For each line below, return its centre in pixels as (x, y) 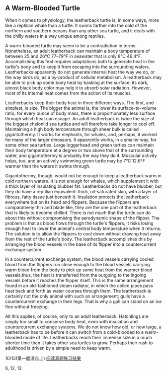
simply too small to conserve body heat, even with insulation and (72, 321)
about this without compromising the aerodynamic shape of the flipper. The (83, 218)
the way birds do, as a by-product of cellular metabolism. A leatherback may (83, 77)
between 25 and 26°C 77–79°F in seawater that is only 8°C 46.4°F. (74, 56)
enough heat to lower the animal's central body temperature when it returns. (83, 228)
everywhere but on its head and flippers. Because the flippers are (72, 202)
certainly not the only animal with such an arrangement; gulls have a (75, 296)
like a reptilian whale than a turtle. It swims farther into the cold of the (76, 25)
